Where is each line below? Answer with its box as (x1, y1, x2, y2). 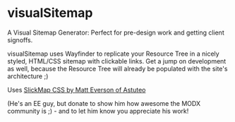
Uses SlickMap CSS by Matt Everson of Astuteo (7, 85, 146, 94)
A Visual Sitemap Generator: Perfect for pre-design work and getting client (7, 28, 224, 37)
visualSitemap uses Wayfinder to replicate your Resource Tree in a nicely (7, 49, 220, 58)
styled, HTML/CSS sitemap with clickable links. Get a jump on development (7, 56, 227, 65)
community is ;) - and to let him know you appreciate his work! (7, 106, 189, 115)
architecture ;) (7, 72, 49, 80)
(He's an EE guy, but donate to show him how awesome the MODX (7, 99, 201, 107)
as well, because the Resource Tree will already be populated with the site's (7, 64, 228, 73)
